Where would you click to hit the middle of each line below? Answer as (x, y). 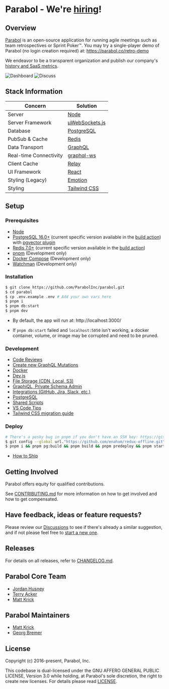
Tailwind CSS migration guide (43, 413)
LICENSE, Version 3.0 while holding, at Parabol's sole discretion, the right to (84, 676)
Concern (35, 106)
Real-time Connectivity (35, 155)
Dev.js (19, 376)
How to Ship (25, 456)
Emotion (77, 180)
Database (19, 131)
